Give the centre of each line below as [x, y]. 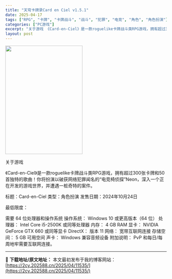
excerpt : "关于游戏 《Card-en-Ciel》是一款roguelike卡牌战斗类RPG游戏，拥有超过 [85, 29]
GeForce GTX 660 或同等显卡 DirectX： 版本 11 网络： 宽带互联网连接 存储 [83, 231]
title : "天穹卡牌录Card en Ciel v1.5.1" [47, 10]
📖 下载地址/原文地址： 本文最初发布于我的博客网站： [61, 260]
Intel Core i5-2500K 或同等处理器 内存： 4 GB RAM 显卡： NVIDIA [89, 225]
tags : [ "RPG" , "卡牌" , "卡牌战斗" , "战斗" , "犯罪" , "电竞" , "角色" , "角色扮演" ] [87, 19]
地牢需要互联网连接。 [32, 244]
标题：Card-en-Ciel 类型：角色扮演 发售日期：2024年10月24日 [71, 197]
